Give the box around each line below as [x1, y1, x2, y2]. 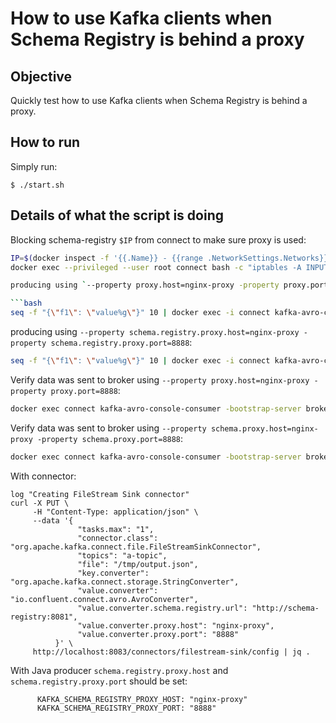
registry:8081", [10, 612, 78, 622]
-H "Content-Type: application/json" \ [32, 507, 199, 517]
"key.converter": [77, 568, 150, 578]
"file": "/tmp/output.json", [77, 559, 199, 569]
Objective [10, 68, 73, 85]
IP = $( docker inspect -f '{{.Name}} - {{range [10, 253, 203, 263]
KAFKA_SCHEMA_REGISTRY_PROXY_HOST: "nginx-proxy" [36, 694, 248, 704]
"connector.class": [77, 533, 159, 543]
